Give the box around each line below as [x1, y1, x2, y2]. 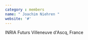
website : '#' [5, 16, 32, 21]
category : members [5, 7, 45, 12]
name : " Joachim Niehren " [5, 12, 60, 17]
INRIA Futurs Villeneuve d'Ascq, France [5, 30, 84, 36]
